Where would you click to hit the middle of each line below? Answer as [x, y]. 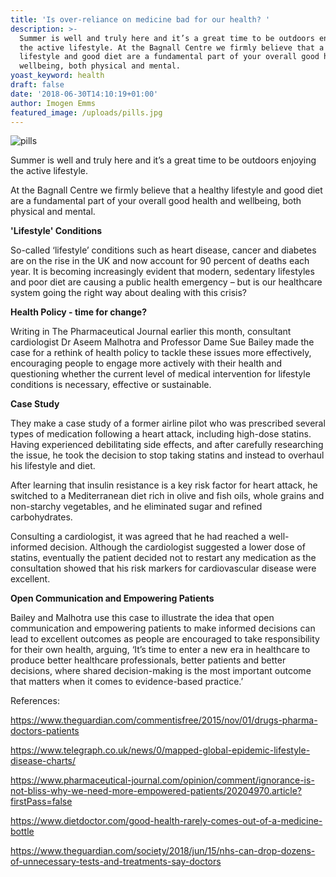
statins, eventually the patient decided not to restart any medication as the [163, 558]
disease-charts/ [43, 761]
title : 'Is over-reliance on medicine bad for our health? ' [140, 19]
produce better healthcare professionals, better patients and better [148, 660]
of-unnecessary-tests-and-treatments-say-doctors [116, 862]
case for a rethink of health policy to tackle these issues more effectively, [161, 353]
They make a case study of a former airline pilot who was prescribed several [168, 423]
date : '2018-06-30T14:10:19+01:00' [84, 94]
